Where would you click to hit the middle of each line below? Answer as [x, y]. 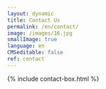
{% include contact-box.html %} [53, 79]
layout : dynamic [30, 14]
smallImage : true [32, 40]
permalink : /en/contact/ [43, 26]
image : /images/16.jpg [40, 33]
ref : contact [26, 59]
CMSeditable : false [35, 53]
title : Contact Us [34, 20]
